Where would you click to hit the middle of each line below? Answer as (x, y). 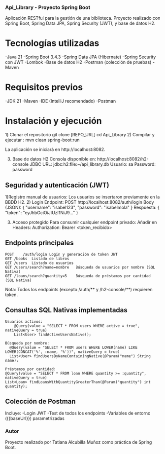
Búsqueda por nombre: (27, 343)
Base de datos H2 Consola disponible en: (54, 159)
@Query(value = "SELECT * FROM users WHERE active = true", (77, 326)
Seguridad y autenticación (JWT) (57, 185)
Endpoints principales (39, 243)
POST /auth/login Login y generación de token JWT (62, 254)
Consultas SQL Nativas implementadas (66, 310)
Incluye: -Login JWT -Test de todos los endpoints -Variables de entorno (78, 413)
